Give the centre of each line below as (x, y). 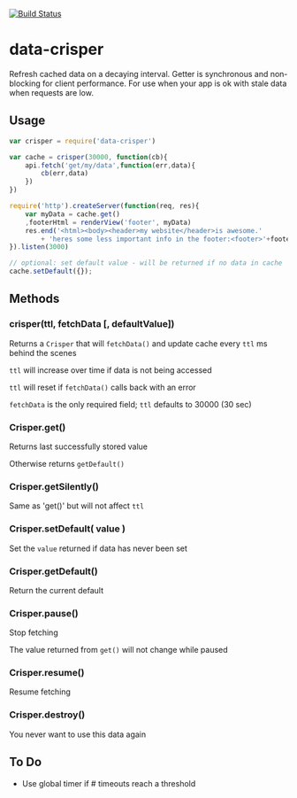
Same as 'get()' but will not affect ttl (76, 506)
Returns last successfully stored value (79, 446)
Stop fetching (34, 632)
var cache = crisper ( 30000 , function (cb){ (88, 157)
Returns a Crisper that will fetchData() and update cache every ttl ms (138, 343)
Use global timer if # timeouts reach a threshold (109, 783)
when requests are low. (52, 92)
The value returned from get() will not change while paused (118, 650)
